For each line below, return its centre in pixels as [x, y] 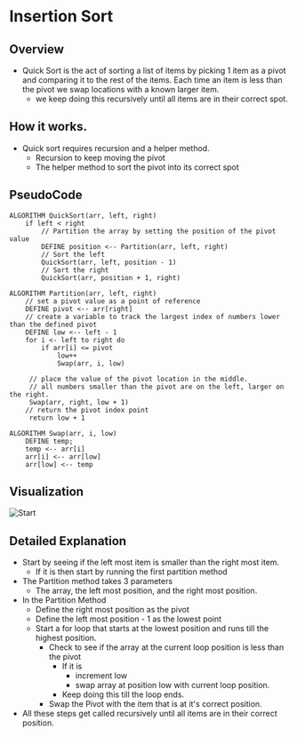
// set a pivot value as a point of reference [113, 301]
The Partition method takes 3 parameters [97, 581]
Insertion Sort [61, 16]
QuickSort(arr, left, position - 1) [109, 262]
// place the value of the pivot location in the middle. [139, 379]
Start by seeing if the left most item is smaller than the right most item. [151, 563]
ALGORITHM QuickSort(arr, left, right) [83, 215]
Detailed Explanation [68, 541]
